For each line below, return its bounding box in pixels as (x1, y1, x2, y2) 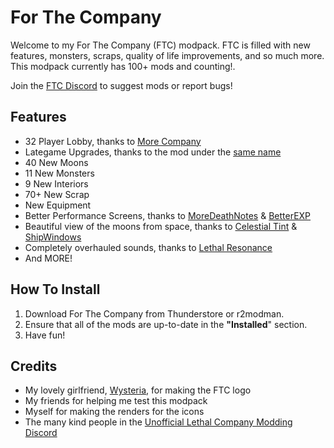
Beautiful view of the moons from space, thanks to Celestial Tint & (24, 220, 298, 232)
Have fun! (24, 329, 66, 341)
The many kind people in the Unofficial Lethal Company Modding (24, 416, 293, 428)
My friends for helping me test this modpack (24, 395, 208, 407)
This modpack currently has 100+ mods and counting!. (10, 60, 236, 72)
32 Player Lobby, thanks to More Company (24, 135, 202, 147)
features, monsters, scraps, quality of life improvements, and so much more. (10, 49, 325, 61)
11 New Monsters (24, 167, 95, 179)
